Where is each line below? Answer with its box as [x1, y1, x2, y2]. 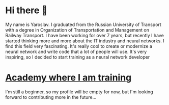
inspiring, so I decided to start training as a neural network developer [5, 54, 150, 60]
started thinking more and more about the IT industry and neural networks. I [5, 38, 164, 44]
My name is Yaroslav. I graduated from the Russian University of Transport [5, 21, 161, 28]
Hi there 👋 [5, 5, 47, 16]
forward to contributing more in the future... [5, 94, 97, 100]
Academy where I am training [5, 72, 132, 84]
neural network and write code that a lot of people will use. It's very [5, 48, 147, 55]
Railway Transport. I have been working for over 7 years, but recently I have [5, 32, 164, 38]
